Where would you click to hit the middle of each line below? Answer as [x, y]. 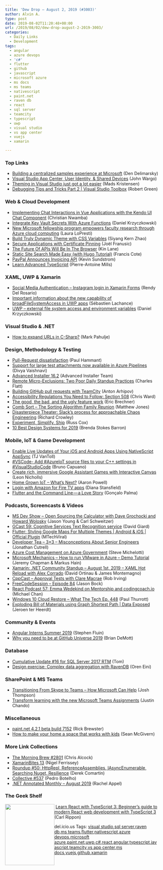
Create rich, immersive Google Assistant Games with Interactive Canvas [84, 472]
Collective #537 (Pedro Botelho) [44, 778]
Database [17, 651]
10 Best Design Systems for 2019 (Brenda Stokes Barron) [69, 428]
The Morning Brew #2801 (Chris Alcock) [53, 757]
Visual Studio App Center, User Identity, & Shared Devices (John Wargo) [84, 178]
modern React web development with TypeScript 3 [105, 812]
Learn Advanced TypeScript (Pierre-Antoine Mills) [62, 264]
